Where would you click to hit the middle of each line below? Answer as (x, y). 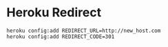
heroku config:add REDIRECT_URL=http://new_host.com (84, 31)
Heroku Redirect (54, 13)
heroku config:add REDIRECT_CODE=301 (61, 36)
